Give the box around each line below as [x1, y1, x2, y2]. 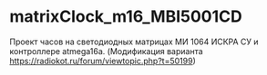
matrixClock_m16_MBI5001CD [9, 6, 243, 27]
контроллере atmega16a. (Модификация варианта [9, 45, 203, 56]
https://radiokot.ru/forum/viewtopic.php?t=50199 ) [9, 55, 196, 66]
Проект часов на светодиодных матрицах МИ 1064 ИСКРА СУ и [9, 36, 259, 47]
